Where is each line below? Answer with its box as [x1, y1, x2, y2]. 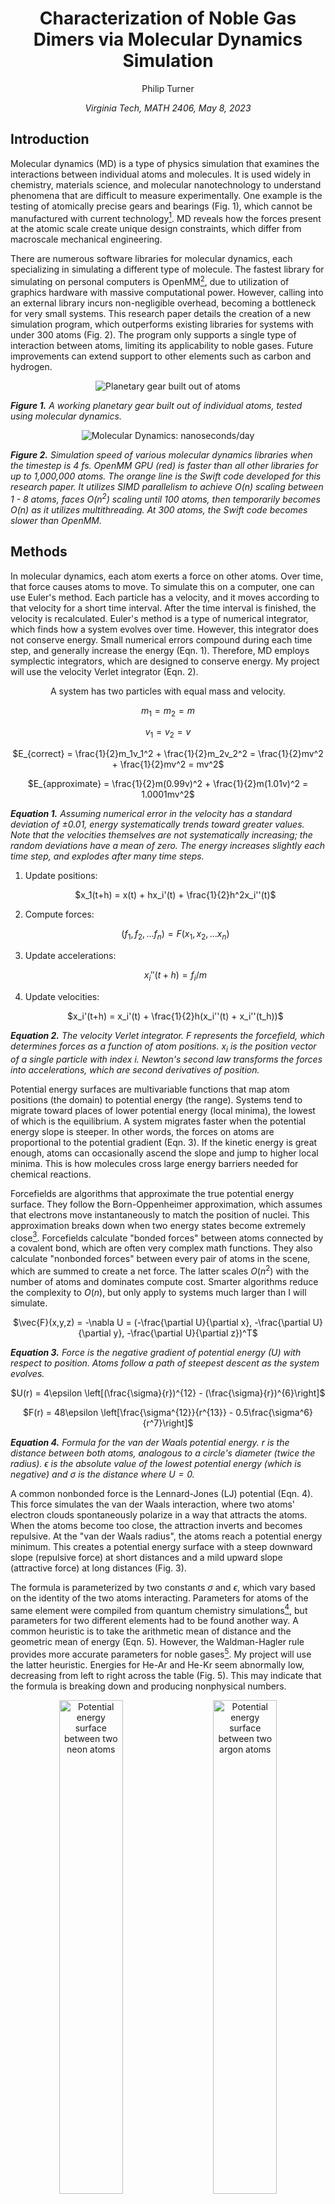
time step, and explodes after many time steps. [10, 850, 205, 862]
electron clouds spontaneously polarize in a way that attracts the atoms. [10, 1508, 308, 1521]
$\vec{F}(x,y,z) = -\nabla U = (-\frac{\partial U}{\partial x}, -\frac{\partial [13, 1316, 311, 1328]
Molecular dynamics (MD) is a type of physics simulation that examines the [10, 157, 320, 169]
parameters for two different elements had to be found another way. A [10, 1615, 299, 1627]
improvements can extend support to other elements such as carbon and [10, 350, 312, 362]
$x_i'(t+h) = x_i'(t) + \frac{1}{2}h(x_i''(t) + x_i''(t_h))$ [67, 1010, 284, 1022]
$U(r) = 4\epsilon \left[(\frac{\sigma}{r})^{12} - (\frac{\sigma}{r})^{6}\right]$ [10, 1387, 326, 1399]
